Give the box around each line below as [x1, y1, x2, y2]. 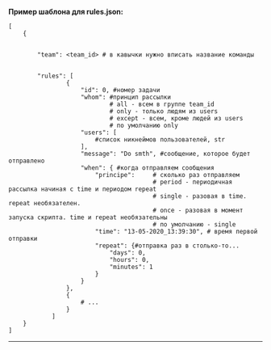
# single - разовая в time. [152, 192, 248, 200]
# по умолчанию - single [152, 221, 236, 229]
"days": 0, [109, 249, 147, 257]
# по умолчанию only [109, 121, 179, 129]
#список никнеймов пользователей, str [94, 136, 226, 144]
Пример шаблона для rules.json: [8, 7, 123, 16]
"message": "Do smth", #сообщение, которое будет [80, 150, 251, 158]
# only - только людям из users [109, 108, 219, 116]
